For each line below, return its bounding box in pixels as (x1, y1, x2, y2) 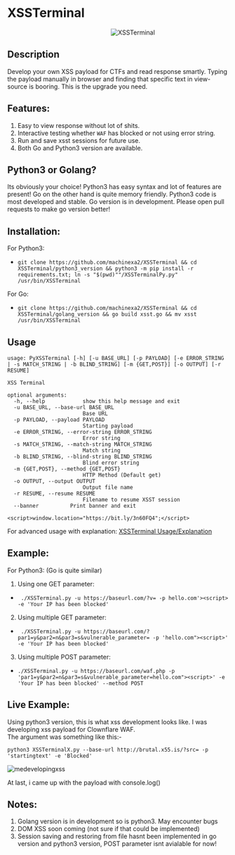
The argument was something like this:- (7, 733, 122, 741)
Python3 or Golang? (7, 164, 97, 176)
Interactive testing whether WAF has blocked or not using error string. (17, 129, 215, 137)
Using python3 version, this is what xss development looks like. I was (7, 717, 208, 726)
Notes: (7, 799, 37, 811)
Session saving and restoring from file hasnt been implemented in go (17, 832, 217, 841)
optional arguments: (7, 392, 68, 399)
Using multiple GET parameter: (17, 613, 107, 622)
